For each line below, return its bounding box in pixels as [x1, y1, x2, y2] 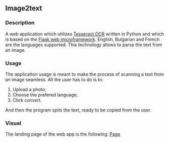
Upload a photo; [12, 86, 47, 92]
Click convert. [12, 97, 42, 103]
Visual [5, 119, 21, 126]
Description [5, 19, 35, 26]
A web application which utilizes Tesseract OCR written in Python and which [5, 30, 164, 37]
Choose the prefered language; [12, 91, 78, 98]
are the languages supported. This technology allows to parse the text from [5, 42, 163, 48]
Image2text [5, 4, 43, 13]
